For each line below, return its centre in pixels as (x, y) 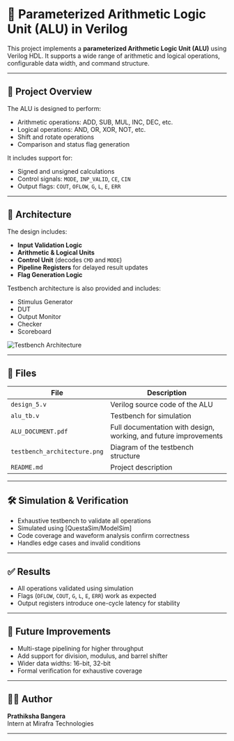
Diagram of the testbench (152, 447)
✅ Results (29, 571)
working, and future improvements (167, 436)
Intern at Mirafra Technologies (50, 723)
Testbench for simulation (151, 416)
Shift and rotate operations (56, 137)
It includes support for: (40, 158)
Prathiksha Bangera (37, 716)
